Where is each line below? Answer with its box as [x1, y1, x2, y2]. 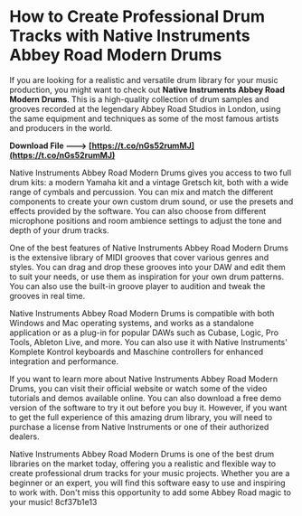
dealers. [9, 431, 40, 442]
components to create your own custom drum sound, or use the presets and [9, 196, 294, 207]
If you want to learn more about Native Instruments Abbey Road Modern [9, 373, 278, 384]
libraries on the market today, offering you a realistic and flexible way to [9, 458, 277, 469]
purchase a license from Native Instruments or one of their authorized [9, 421, 269, 432]
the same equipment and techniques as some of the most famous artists [9, 113, 279, 124]
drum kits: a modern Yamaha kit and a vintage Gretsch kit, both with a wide [9, 176, 289, 187]
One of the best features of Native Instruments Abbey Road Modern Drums [9, 242, 289, 253]
